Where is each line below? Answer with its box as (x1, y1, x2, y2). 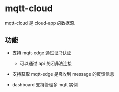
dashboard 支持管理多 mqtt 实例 (12, 81, 78, 87)
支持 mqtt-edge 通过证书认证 (12, 50, 72, 56)
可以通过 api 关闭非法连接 (19, 60, 72, 66)
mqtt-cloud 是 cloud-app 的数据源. (5, 20, 76, 26)
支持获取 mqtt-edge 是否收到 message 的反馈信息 (12, 71, 115, 77)
